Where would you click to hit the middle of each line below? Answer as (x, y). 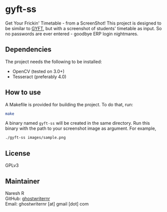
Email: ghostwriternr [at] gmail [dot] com (47, 203)
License (18, 153)
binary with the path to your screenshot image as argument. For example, (81, 128)
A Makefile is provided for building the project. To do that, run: (69, 104)
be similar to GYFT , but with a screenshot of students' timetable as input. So (83, 28)
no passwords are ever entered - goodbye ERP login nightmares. (72, 34)
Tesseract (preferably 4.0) (39, 77)
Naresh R (15, 193)
